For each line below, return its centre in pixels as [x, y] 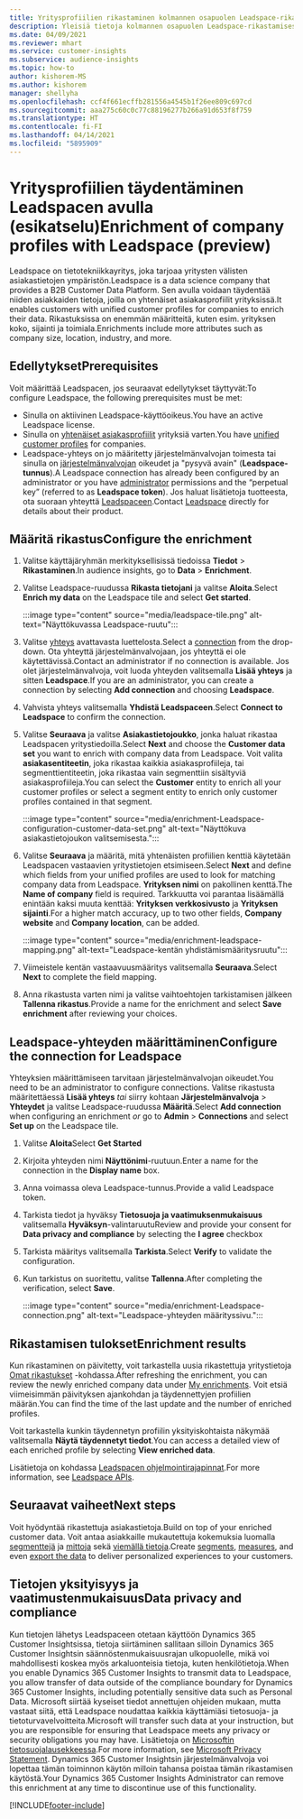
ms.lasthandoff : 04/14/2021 [62, 135]
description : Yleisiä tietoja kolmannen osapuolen [106, 26]
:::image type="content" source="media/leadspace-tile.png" [135, 615]
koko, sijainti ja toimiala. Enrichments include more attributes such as [136, 328]
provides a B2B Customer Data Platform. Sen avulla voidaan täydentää [140, 290]
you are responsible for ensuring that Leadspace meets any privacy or [140, 1730]
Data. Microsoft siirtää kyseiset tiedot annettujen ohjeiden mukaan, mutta [145, 1701]
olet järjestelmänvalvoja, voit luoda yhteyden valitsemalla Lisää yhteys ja [157, 671]
